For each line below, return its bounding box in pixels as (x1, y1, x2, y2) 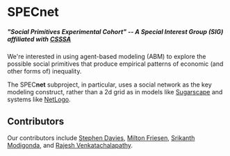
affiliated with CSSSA (7, 35, 72, 43)
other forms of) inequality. (7, 67, 82, 76)
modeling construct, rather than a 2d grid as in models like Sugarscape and (7, 88, 223, 96)
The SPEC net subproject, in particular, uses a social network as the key (7, 80, 212, 89)
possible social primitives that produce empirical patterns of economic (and (7, 60, 224, 68)
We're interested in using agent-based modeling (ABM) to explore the (7, 53, 206, 61)
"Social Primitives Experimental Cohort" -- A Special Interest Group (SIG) (7, 27, 224, 35)
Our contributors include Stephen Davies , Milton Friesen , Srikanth (7, 133, 195, 142)
